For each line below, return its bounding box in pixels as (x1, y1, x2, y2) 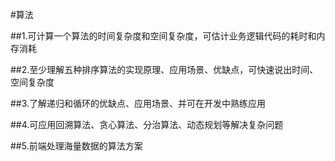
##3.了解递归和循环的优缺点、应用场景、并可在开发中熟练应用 (10, 98, 267, 109)
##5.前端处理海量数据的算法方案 (10, 140, 143, 152)
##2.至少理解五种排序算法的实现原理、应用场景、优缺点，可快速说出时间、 (10, 64, 319, 75)
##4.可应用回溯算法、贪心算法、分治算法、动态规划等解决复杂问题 (10, 119, 284, 130)
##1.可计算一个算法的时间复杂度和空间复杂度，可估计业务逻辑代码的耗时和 (10, 30, 317, 42)
